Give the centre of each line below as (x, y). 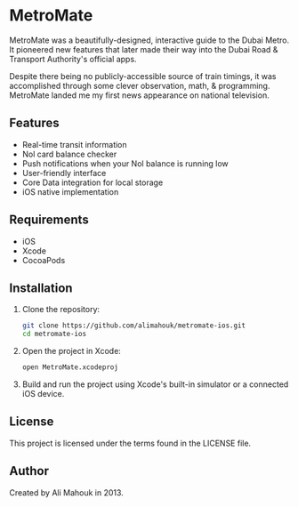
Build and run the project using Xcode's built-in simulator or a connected (155, 384)
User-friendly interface (64, 173)
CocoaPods (44, 260)
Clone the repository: (61, 310)
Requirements (49, 220)
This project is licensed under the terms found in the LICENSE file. (130, 443)
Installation (41, 288)
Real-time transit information (74, 144)
